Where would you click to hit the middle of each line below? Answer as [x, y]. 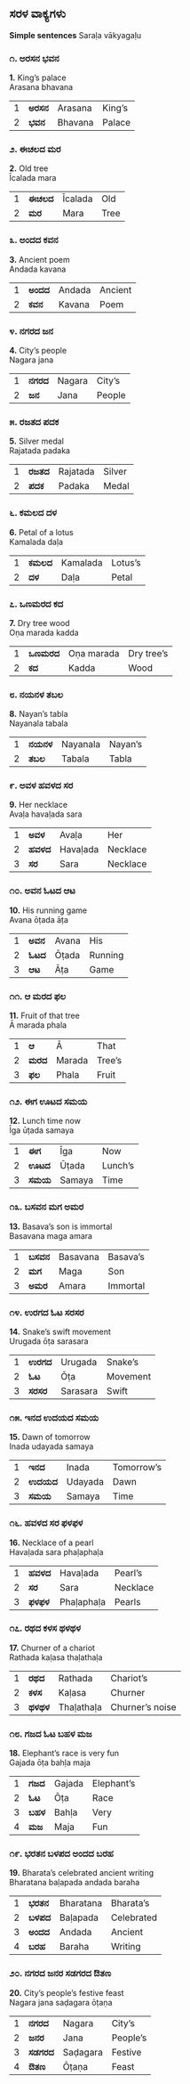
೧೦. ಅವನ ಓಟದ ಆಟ [43, 891]
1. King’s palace [38, 77]
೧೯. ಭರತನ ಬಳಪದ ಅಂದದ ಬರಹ [61, 1853]
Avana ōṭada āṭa [39, 919]
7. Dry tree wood [40, 623]
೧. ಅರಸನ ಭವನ [34, 58]
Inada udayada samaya [51, 1446]
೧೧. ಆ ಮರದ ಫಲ [38, 996]
